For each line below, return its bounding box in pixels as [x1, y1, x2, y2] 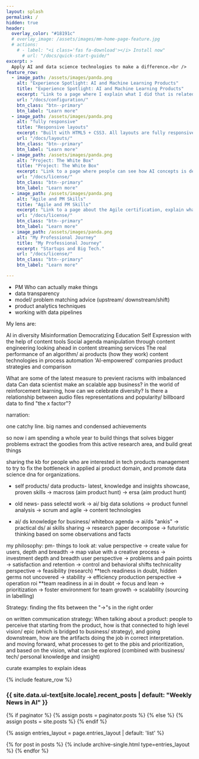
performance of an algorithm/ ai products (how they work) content [6, 350, 169, 357]
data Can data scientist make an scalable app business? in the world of [6, 380, 179, 388]
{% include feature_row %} [6, 676, 72, 683]
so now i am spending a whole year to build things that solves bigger [6, 434, 174, 441]
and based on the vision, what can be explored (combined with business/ [6, 646, 185, 654]
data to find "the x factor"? [6, 399, 71, 406]
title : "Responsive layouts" [17, 124, 89, 130]
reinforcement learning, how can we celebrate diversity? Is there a [6, 387, 168, 394]
